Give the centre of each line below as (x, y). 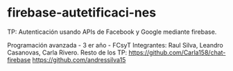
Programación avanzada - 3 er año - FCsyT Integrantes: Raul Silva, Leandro (115, 45)
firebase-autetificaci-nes (82, 13)
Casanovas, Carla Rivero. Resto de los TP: (67, 52)
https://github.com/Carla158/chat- (177, 52)
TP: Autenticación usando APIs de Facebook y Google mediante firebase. (112, 32)
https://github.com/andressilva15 (79, 59)
